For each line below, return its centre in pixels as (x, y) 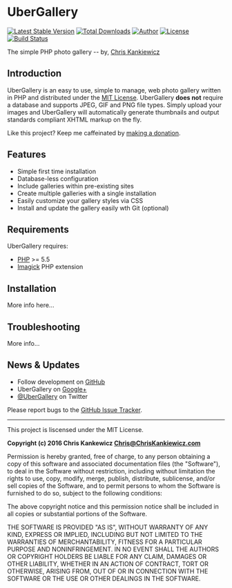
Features (27, 155)
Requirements (38, 229)
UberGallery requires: (38, 246)
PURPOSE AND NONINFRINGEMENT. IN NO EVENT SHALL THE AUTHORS (113, 549)
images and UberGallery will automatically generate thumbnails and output (113, 112)
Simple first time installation (57, 171)
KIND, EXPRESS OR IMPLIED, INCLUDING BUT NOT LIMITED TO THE (105, 534)
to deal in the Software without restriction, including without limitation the (111, 471)
